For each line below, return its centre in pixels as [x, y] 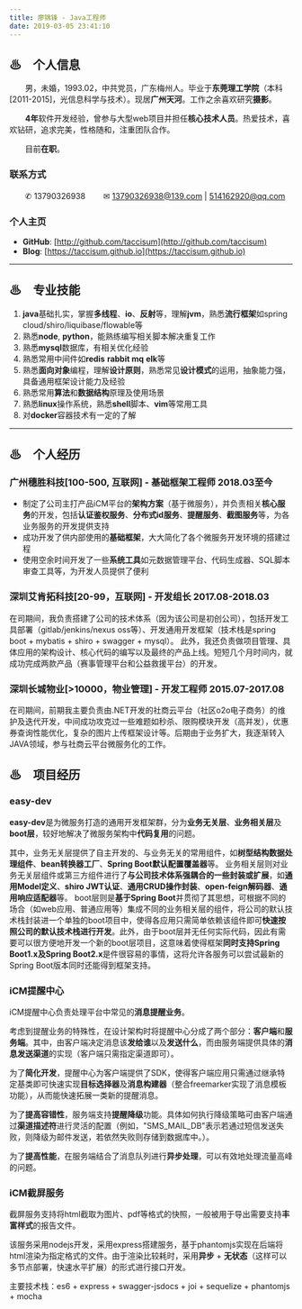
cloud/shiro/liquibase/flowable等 [83, 324]
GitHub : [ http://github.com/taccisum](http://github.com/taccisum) [145, 241]
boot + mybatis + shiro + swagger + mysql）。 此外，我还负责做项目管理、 [146, 641]
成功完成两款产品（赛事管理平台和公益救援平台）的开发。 [115, 663]
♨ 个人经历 [45, 455]
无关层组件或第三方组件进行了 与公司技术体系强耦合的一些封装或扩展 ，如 [151, 875]
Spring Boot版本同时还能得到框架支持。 [82, 965]
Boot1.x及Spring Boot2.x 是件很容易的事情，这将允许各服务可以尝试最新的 [147, 954]
